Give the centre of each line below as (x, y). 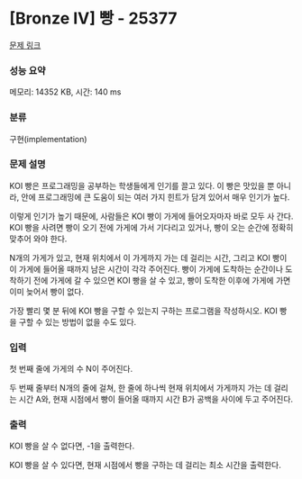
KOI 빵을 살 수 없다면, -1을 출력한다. (72, 446)
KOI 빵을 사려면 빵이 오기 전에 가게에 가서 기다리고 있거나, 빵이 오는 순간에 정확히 (151, 227)
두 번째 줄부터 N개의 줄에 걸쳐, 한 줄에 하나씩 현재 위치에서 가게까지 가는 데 (141, 388)
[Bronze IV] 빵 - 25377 (93, 18)
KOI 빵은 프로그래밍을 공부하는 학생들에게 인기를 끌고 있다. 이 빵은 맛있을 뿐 (142, 185)
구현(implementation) (48, 139)
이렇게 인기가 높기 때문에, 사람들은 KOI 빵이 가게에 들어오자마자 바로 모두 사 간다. (151, 216)
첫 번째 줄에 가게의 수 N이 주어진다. (71, 369)
